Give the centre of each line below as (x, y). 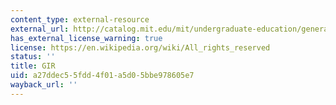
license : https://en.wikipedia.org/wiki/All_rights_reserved (140, 47)
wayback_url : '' (44, 85)
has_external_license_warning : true (86, 38)
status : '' (33, 57)
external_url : (40, 29)
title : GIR (33, 66)
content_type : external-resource (80, 19)
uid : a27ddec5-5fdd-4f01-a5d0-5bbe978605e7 (102, 76)
